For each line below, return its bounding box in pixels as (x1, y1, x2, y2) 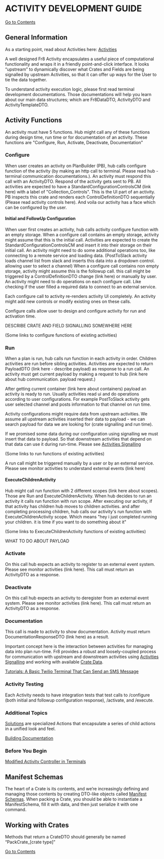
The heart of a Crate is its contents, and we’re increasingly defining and (5, 786, 149, 792)
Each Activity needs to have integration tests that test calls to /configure (5, 692, 150, 698)
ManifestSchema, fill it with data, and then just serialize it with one (5, 802, 138, 808)
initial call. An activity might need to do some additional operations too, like (5, 247, 156, 253)
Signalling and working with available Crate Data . (5, 659, 103, 665)
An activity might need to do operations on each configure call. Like (5, 279, 142, 285)
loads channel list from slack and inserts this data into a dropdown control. (5, 258, 155, 264)
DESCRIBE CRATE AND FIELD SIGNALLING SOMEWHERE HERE (5, 323, 133, 329)
